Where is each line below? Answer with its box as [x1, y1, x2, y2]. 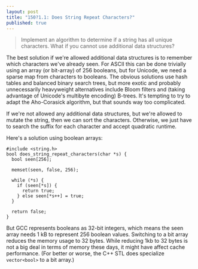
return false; [11, 209, 47, 215]
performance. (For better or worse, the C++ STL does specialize [6, 250, 165, 257]
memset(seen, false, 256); [11, 167, 79, 173]
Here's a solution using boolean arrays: [6, 134, 103, 142]
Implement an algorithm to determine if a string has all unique [20, 36, 172, 44]
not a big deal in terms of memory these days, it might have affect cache [6, 243, 185, 251]
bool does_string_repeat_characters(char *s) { [6, 151, 127, 157]
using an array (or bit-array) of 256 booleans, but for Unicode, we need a [6, 67, 187, 74]
